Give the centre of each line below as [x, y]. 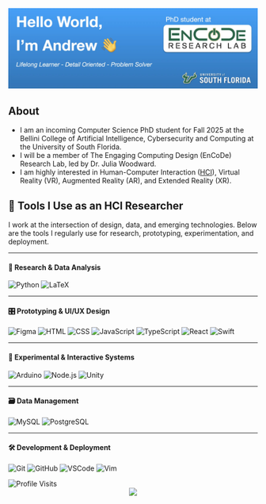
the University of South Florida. [70, 147]
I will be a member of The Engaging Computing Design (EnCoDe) [125, 156]
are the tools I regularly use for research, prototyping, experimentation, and [131, 233]
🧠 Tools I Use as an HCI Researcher [96, 206]
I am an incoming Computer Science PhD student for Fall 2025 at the [132, 130]
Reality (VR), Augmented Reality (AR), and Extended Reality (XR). [125, 181]
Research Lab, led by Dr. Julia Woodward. [88, 164]
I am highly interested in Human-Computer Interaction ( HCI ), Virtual [129, 172]
